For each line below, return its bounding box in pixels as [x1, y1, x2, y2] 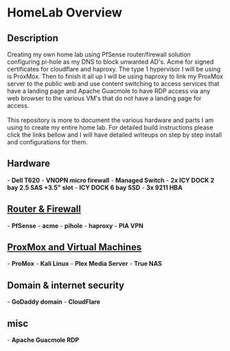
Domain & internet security [7, 280, 125, 291]
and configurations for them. [7, 138, 88, 146]
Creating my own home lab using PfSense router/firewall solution [7, 50, 191, 58]
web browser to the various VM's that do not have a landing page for [7, 94, 202, 102]
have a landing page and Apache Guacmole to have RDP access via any [7, 87, 211, 95]
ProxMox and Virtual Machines [7, 242, 142, 253]
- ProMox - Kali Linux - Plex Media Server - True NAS [7, 260, 163, 268]
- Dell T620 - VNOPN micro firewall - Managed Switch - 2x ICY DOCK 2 [7, 176, 215, 184]
